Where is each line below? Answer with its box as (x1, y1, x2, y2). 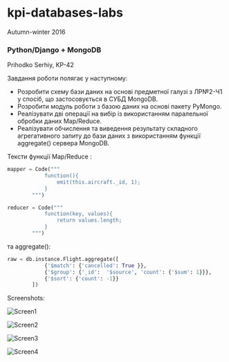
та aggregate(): (7, 242, 51, 251)
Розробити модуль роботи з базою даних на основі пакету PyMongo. (17, 102, 222, 111)
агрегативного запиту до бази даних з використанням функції (17, 132, 201, 140)
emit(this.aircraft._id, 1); (56, 179, 140, 185)
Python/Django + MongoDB (7, 45, 102, 55)
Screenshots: (7, 294, 45, 302)
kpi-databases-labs (7, 5, 123, 21)
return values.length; (56, 217, 122, 224)
